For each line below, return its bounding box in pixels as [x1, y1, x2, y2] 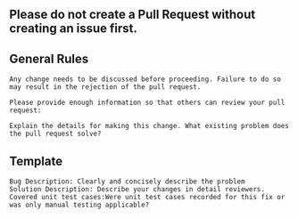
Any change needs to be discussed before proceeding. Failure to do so [9, 75, 281, 84]
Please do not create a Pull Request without [9, 7, 256, 22]
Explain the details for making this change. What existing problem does [9, 122, 290, 131]
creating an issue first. [9, 21, 138, 36]
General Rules [9, 51, 89, 66]
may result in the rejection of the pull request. [9, 83, 202, 92]
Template [9, 153, 63, 168]
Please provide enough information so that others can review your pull [9, 98, 286, 108]
